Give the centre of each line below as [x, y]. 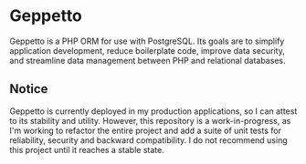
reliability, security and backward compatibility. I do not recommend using [148, 140]
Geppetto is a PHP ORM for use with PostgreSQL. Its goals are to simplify [147, 41]
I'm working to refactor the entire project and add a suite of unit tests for [145, 130]
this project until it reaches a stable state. [87, 149]
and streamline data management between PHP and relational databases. [148, 60]
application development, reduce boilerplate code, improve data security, [147, 50]
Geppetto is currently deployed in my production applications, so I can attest [153, 111]
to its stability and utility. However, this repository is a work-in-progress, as [150, 120]
